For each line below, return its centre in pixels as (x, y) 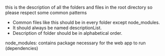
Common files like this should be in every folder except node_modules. (86, 22)
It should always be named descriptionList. (57, 28)
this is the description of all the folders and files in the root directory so (79, 7)
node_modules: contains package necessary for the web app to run (75, 43)
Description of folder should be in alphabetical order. (67, 33)
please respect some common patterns (46, 13)
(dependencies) (22, 48)
